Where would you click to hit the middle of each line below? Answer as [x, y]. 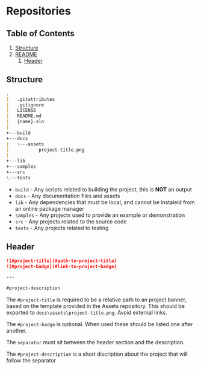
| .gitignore [25, 105]
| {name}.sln [25, 122]
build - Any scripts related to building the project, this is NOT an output [104, 189]
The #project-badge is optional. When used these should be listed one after [100, 324]
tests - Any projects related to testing [62, 228]
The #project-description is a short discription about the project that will [97, 354]
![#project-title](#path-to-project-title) [62, 261]
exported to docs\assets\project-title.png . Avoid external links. [87, 313]
